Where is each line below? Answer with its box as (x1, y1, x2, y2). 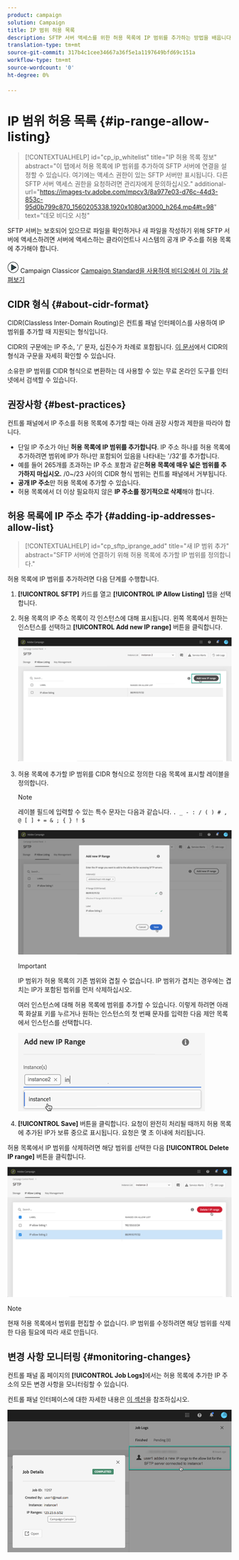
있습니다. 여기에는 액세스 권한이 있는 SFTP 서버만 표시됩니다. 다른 (46, 171, 228, 180)
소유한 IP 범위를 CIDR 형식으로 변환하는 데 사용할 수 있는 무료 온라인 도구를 (7, 367, 216, 376)
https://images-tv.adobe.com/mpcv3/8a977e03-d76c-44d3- (39, 187, 218, 196)
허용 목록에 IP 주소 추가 (7, 510, 103, 522)
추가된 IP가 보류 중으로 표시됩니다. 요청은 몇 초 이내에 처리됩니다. (25, 1128, 206, 1137)
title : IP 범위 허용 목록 (7, 26, 75, 33)
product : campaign (7, 11, 62, 19)
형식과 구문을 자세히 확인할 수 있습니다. (7, 351, 116, 360)
